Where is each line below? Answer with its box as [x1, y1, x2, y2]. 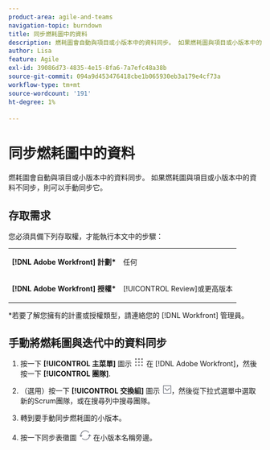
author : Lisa [8, 47, 52, 56]
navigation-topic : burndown [8, 21, 103, 30]
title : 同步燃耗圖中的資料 [8, 30, 88, 38]
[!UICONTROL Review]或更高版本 [123, 284, 233, 293]
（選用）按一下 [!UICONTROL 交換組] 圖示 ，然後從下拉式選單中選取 [19, 386, 256, 396]
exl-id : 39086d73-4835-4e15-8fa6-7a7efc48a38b [8, 64, 167, 72]
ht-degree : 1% [8, 97, 56, 106]
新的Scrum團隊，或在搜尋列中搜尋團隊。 [19, 396, 155, 406]
